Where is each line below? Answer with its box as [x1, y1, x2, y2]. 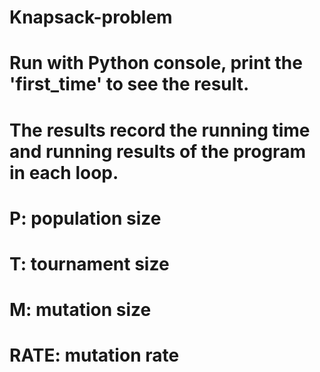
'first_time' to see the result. [9, 73, 250, 96]
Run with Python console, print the [9, 52, 303, 75]
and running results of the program [9, 140, 306, 163]
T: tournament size [9, 252, 170, 275]
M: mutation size [9, 299, 152, 321]
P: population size [9, 207, 162, 230]
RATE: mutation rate [9, 344, 180, 367]
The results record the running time [9, 119, 311, 141]
